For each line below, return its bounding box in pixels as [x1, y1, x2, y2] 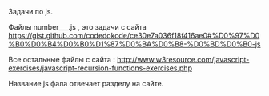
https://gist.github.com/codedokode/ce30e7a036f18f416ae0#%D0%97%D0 [8, 31, 260, 40]
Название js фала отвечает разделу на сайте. [8, 79, 164, 88]
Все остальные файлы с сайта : [8, 55, 116, 64]
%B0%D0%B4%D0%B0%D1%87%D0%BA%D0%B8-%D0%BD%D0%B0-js [8, 39, 261, 49]
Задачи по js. [8, 7, 54, 16]
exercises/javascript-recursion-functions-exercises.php [8, 63, 192, 73]
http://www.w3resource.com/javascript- [117, 55, 250, 64]
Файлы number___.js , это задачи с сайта [8, 22, 147, 31]
